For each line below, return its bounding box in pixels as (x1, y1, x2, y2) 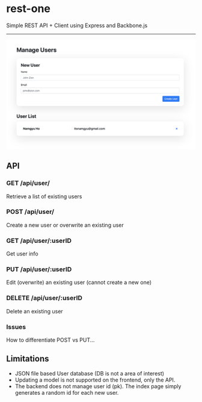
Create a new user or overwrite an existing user (6, 221, 124, 228)
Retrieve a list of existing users (6, 192, 82, 200)
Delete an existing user (6, 307, 63, 315)
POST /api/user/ (6, 207, 55, 216)
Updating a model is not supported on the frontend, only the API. (14, 376, 176, 383)
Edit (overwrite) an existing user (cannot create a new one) (6, 279, 152, 286)
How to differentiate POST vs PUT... (6, 336, 95, 344)
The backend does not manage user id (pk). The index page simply (14, 382, 182, 390)
